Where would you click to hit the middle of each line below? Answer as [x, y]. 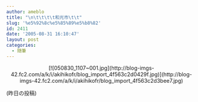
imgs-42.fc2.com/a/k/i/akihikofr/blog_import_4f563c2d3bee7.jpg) [101, 80]
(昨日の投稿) [22, 93]
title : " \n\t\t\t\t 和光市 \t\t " [44, 17]
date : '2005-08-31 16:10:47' [43, 34]
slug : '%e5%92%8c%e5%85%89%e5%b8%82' [54, 23]
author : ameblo [25, 12]
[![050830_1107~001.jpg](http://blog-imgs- [101, 68]
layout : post [23, 40]
